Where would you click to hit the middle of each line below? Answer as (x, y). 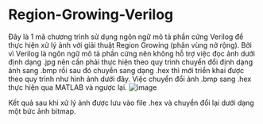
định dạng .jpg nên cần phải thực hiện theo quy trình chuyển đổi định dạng (130, 62)
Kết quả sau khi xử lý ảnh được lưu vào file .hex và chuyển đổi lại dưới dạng (131, 103)
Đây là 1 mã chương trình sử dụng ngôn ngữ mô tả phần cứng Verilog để (126, 37)
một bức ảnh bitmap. (42, 111)
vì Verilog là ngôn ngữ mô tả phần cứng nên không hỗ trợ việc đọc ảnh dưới (132, 53)
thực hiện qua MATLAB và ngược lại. (68, 87)
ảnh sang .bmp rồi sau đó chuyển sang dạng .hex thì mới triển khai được (126, 70)
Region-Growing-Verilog (91, 15)
